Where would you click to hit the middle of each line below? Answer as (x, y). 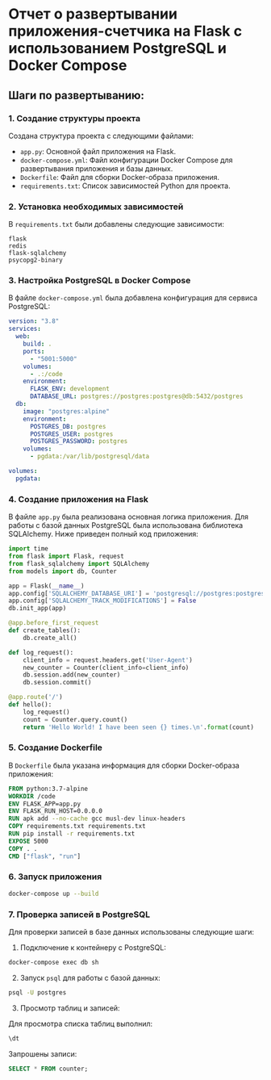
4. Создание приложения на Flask (79, 499)
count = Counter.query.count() (75, 719)
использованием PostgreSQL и (118, 48)
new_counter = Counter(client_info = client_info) (106, 668)
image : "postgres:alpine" (67, 411)
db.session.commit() (57, 683)
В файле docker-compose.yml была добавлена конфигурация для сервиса (133, 298)
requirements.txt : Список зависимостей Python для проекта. (125, 186)
